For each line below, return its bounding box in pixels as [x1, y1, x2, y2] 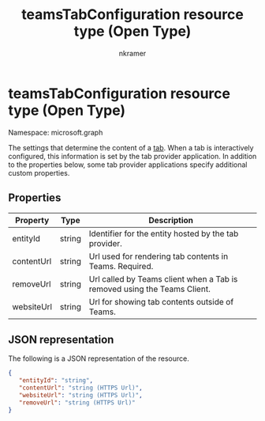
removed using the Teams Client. [88, 283, 211, 294]
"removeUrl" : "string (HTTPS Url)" [18, 398, 136, 407]
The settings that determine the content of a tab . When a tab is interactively [8, 142, 254, 152]
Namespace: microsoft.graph [8, 127, 103, 137]
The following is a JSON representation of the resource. [8, 354, 189, 363]
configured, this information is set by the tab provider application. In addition [8, 151, 257, 161]
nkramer [118, 48, 147, 58]
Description [148, 214, 194, 226]
